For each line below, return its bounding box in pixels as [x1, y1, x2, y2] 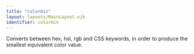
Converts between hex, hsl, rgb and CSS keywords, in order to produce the [6, 35, 188, 42]
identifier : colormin [6, 19, 59, 25]
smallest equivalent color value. [6, 41, 83, 48]
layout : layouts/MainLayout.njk [6, 14, 85, 20]
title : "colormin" [6, 8, 51, 15]
